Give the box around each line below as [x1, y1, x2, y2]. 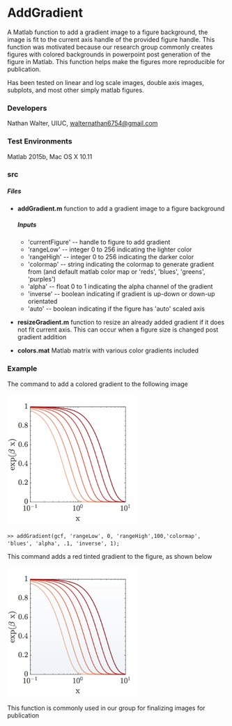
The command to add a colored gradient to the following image [7, 380, 188, 388]
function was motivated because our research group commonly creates [7, 43, 213, 51]
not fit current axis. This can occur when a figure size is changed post [17, 325, 219, 334]
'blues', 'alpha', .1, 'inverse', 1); [7, 540, 120, 547]
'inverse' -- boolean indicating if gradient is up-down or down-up [27, 290, 215, 298]
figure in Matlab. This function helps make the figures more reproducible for [7, 57, 225, 65]
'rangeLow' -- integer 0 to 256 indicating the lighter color [27, 245, 192, 254]
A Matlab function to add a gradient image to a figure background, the [7, 28, 208, 36]
